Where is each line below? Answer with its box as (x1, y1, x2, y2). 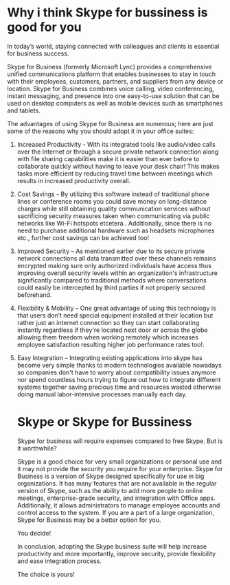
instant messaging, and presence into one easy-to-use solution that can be (7, 91, 220, 100)
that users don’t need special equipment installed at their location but (16, 311, 214, 320)
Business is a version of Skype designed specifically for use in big (16, 472, 205, 480)
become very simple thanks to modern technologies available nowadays (16, 361, 222, 369)
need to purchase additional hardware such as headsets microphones (16, 226, 215, 235)
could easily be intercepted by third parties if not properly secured (16, 283, 205, 291)
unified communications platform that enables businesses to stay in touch (7, 70, 216, 78)
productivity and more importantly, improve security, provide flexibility (16, 549, 216, 558)
